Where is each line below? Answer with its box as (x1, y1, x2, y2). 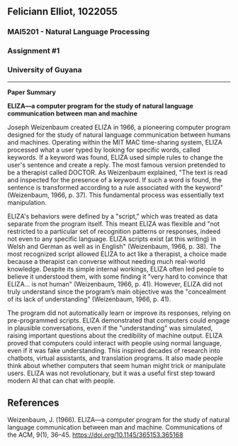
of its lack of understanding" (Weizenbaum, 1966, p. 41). (7, 294, 171, 303)
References (7, 396, 59, 408)
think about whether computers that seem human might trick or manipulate (7, 361, 226, 369)
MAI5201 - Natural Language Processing (7, 27, 150, 37)
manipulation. (7, 198, 47, 206)
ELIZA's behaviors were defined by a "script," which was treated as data (7, 212, 218, 221)
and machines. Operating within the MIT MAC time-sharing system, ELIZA (7, 138, 223, 146)
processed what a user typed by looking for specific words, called (7, 145, 200, 154)
